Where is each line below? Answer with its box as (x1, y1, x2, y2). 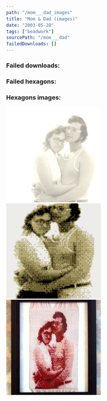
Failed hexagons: (6, 77, 57, 86)
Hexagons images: (6, 93, 61, 101)
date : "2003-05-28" (6, 22, 54, 28)
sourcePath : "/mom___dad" (6, 35, 70, 41)
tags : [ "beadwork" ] (6, 29, 54, 35)
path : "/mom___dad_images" (6, 10, 73, 15)
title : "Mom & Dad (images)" (6, 15, 78, 22)
